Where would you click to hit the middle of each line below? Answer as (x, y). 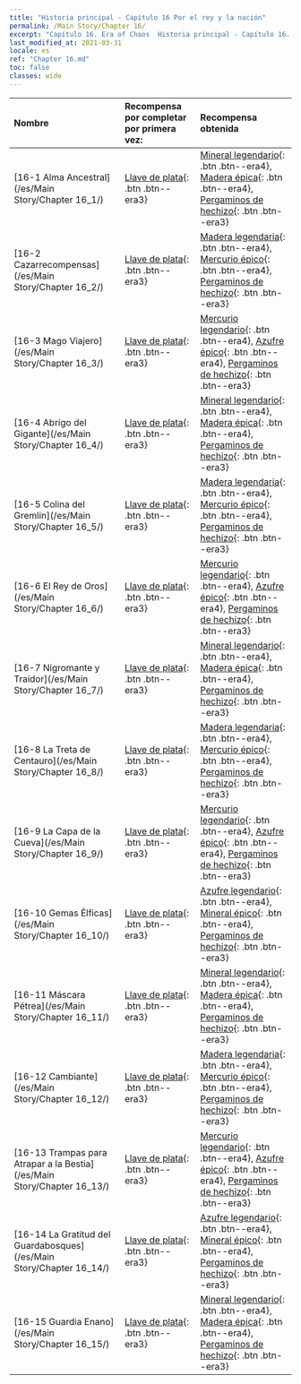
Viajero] (86, 340)
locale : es (30, 51)
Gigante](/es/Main (52, 434)
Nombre (31, 123)
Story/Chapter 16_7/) (59, 690)
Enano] (99, 1321)
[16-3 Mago (40, 340)
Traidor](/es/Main (51, 679)
